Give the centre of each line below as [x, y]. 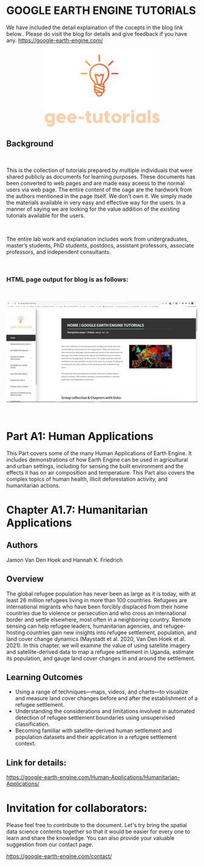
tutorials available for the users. [46, 215]
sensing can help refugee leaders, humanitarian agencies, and [84, 626]
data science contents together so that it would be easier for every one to [98, 832]
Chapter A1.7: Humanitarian [77, 510]
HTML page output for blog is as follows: [67, 279]
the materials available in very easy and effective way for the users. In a [96, 202]
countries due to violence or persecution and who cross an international [96, 613]
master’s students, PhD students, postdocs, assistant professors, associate [100, 245]
